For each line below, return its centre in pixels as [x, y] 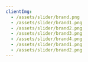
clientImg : [19, 12]
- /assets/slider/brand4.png [47, 39]
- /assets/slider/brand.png [45, 17]
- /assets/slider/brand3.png [47, 34]
